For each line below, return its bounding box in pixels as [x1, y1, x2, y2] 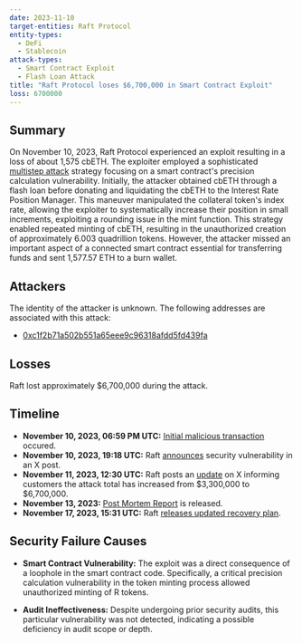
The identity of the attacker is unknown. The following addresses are [9, 302, 266, 313]
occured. [22, 440, 57, 451]
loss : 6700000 [9, 89, 63, 98]
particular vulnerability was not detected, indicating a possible [22, 613, 255, 625]
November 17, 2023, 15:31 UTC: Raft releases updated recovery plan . [22, 507, 282, 518]
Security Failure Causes [9, 533, 147, 549]
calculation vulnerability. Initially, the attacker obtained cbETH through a [9, 176, 278, 187]
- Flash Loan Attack [17, 72, 95, 82]
